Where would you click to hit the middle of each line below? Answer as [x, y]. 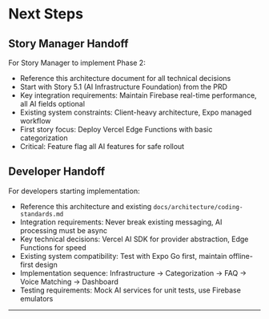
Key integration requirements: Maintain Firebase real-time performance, [139, 95]
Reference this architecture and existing [86, 206]
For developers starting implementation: [74, 191]
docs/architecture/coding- [198, 207]
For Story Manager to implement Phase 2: [77, 63]
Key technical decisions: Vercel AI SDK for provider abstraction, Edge [134, 239]
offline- [241, 256]
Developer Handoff [57, 172]
